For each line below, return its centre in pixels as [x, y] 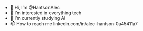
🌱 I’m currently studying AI [38, 18]
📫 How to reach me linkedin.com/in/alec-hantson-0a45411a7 [74, 24]
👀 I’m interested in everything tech [46, 13]
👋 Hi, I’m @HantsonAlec [35, 8]
